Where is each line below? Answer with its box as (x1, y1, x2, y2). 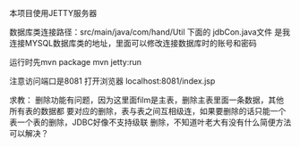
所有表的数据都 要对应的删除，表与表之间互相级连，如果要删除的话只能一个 (9, 106, 287, 116)
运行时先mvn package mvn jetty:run (9, 57, 141, 67)
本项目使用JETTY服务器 (9, 8, 98, 18)
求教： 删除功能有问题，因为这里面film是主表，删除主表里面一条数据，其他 (9, 94, 285, 105)
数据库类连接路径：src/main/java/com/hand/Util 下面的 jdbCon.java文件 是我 (9, 27, 291, 37)
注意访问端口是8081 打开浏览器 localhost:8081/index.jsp (9, 76, 216, 86)
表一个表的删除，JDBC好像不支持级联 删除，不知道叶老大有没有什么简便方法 (9, 117, 292, 127)
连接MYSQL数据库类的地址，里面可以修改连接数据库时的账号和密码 (9, 38, 257, 48)
